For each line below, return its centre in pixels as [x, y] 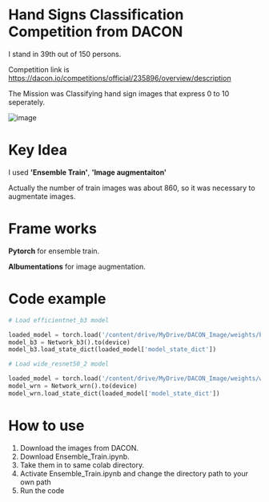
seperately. [27, 102]
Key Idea [38, 150]
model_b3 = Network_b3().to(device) [69, 342]
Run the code [42, 490]
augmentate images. [42, 196]
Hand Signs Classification [96, 15]
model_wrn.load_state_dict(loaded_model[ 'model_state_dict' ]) [114, 393]
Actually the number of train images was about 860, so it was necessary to [132, 188]
